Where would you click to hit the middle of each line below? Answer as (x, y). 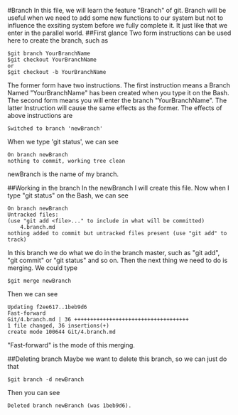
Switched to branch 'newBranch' (55, 129)
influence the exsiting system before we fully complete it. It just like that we (118, 25)
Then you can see (34, 393)
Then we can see (33, 294)
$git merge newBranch (39, 281)
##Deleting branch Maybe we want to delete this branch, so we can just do (117, 359)
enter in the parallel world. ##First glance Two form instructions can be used (119, 33)
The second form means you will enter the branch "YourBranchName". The (117, 100)
